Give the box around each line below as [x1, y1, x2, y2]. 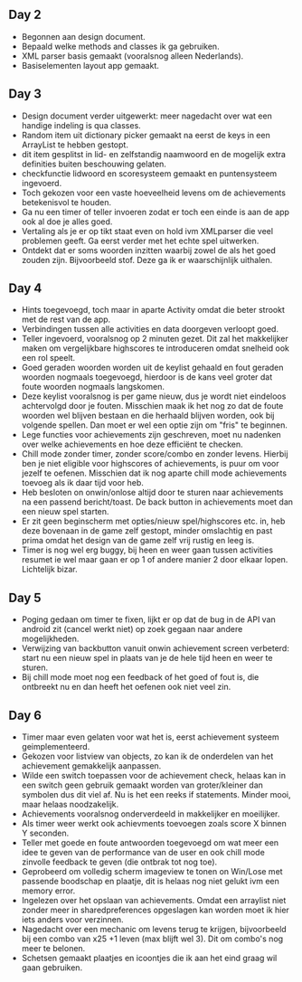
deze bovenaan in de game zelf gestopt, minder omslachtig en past [21, 525, 273, 536]
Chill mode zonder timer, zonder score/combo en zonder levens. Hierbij [21, 449, 288, 459]
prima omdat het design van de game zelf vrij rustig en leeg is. [21, 535, 255, 546]
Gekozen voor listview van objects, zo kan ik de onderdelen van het [21, 751, 274, 762]
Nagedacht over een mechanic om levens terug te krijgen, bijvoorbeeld [21, 924, 287, 935]
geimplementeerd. [21, 741, 90, 752]
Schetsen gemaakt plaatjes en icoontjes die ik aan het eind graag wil [21, 953, 278, 964]
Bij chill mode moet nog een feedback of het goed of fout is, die [21, 672, 260, 683]
